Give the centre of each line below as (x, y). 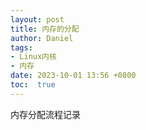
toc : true (33, 85)
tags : (21, 47)
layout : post (37, 19)
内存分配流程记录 (45, 114)
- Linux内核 (33, 57)
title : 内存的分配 (45, 29)
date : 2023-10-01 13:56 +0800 (73, 76)
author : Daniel (42, 38)
